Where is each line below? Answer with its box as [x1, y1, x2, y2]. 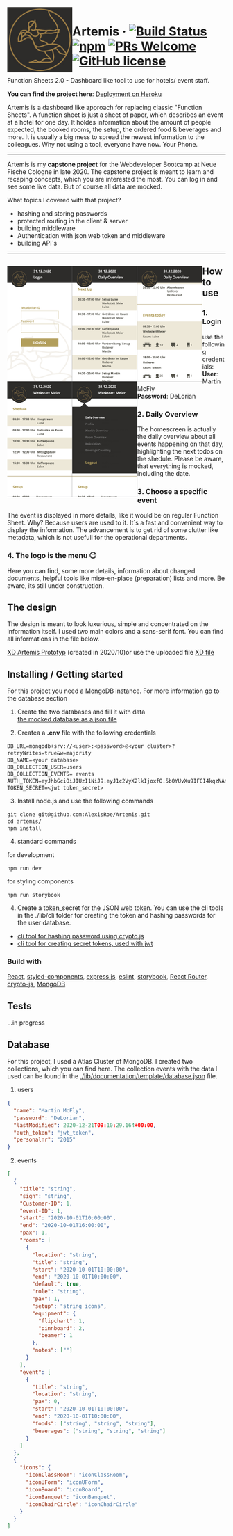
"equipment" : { [32, 1310, 76, 1317]
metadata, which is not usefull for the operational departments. [7, 534, 187, 542]
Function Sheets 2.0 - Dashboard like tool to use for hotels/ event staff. [7, 76, 209, 84]
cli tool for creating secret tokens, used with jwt [17, 939, 154, 948]
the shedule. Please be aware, [137, 454, 224, 463]
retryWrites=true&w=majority [7, 750, 92, 757]
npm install [7, 825, 42, 832]
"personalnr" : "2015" [13, 1137, 76, 1144]
